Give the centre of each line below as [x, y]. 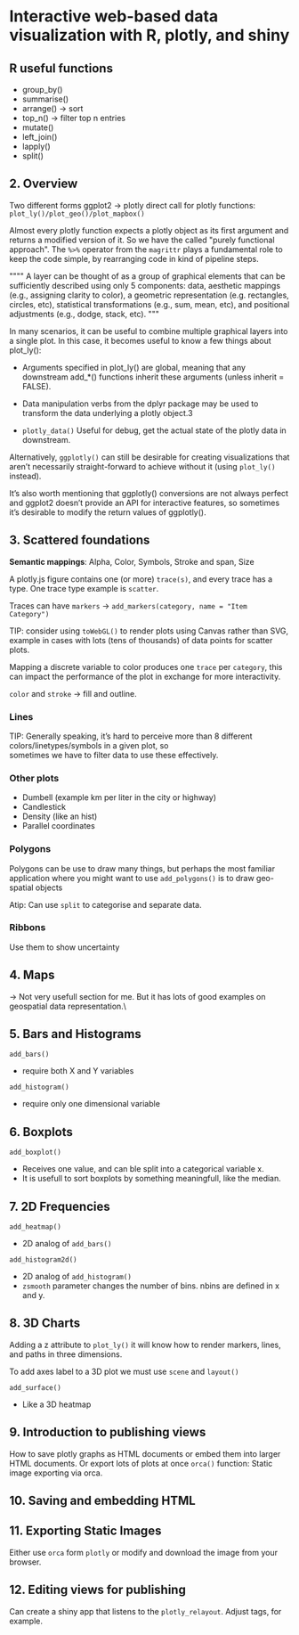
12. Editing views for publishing [98, 1590]
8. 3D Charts [45, 1324]
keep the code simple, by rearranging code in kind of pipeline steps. [134, 258]
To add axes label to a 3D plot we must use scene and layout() [124, 1371]
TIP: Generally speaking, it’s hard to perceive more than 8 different [131, 736]
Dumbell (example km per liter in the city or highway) [119, 797]
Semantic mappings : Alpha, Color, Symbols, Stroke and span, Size [132, 561]
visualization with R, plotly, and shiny [149, 35]
